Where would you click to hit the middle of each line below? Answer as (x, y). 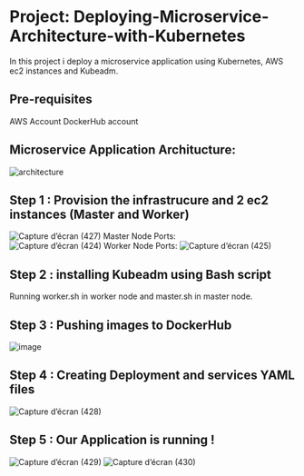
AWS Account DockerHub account (74, 121)
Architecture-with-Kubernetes (127, 36)
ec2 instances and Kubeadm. (64, 71)
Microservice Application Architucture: (123, 150)
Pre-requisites (51, 99)
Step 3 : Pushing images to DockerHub (121, 325)
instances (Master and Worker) (99, 214)
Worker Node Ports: (141, 246)
